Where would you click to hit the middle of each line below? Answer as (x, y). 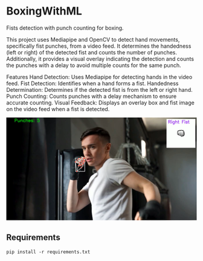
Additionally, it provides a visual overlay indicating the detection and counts (100, 59)
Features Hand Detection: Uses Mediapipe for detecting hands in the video (99, 77)
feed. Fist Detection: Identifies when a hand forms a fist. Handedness (92, 83)
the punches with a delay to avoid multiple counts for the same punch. (94, 65)
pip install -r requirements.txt (48, 252)
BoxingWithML (44, 11)
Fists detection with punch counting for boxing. (65, 28)
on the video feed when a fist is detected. (58, 109)
